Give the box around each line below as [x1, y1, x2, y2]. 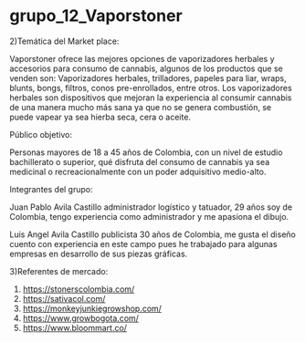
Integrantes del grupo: [9, 183, 93, 194]
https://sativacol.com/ [22, 293, 106, 304]
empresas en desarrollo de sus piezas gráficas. [9, 248, 188, 259]
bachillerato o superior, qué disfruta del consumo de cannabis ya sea [9, 156, 270, 167]
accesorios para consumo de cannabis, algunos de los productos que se [9, 63, 283, 74]
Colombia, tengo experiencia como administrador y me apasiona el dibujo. [9, 211, 289, 222]
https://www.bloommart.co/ [22, 322, 128, 333]
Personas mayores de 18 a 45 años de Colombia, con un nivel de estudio [9, 147, 283, 158]
